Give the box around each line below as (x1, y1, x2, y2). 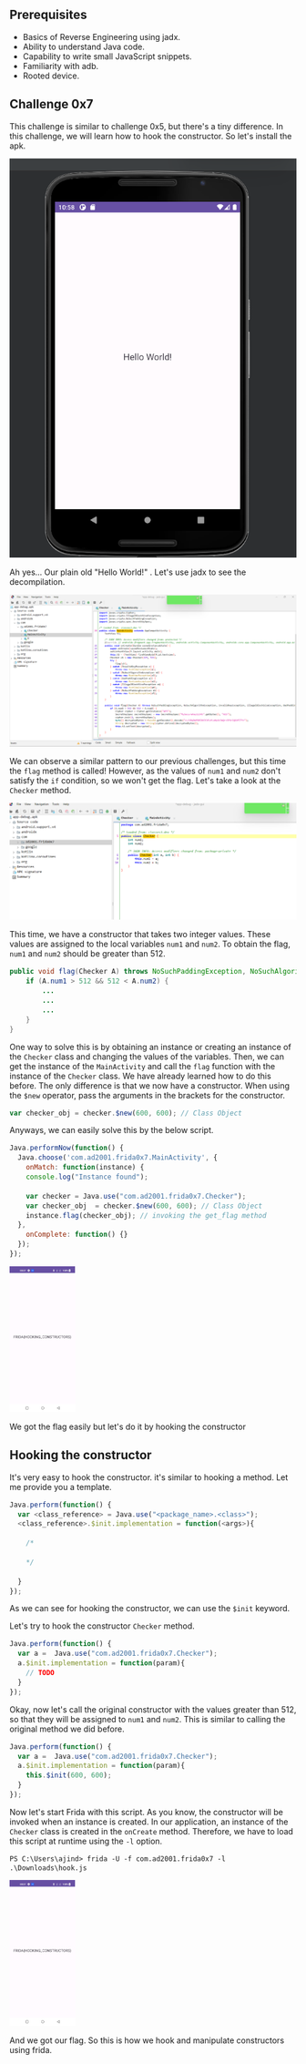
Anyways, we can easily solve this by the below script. (9, 1125, 214, 1136)
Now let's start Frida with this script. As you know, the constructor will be (9, 1806, 284, 1817)
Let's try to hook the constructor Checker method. (9, 1620, 196, 1631)
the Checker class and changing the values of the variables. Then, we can (9, 1051, 285, 1062)
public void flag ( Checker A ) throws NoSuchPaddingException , (9, 967, 247, 976)
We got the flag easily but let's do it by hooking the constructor (9, 1421, 246, 1432)
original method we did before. (9, 1723, 125, 1734)
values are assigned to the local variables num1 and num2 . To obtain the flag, (9, 938, 291, 950)
